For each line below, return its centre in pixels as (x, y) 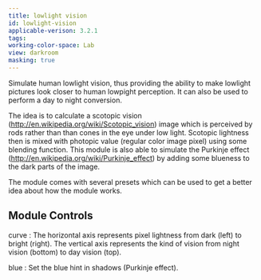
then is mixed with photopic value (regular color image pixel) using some (128, 141)
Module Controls (51, 216)
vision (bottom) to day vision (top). (65, 252)
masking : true (32, 61)
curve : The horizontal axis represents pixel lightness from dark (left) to (125, 235)
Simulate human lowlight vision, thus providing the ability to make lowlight (130, 83)
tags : (17, 38)
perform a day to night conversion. (65, 100)
